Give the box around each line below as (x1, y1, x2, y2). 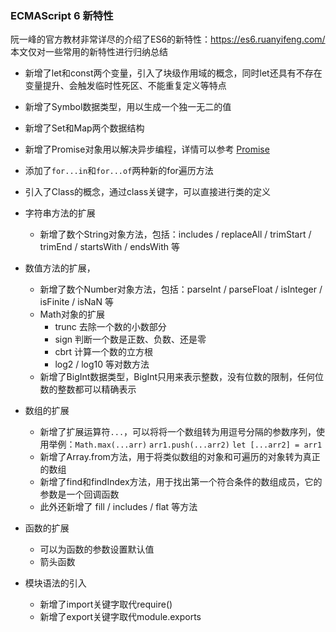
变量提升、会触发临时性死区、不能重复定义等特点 (24, 80, 227, 92)
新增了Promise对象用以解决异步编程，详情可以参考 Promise (24, 143, 270, 156)
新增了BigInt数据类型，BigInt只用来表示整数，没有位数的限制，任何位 (39, 371, 325, 383)
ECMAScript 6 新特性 (10, 8, 114, 22)
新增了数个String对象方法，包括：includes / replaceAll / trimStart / (39, 228, 312, 241)
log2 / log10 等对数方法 (54, 358, 150, 371)
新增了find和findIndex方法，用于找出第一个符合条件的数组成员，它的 (39, 476, 323, 488)
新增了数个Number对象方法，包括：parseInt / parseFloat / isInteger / (39, 283, 323, 296)
